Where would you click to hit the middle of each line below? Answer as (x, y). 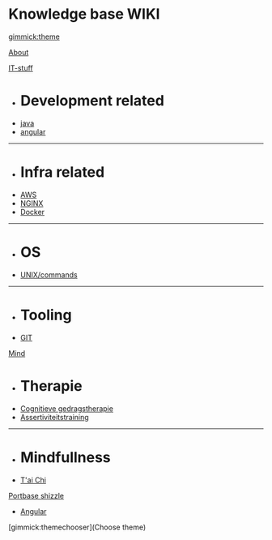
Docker (32, 212)
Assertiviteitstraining (54, 417)
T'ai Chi (33, 480)
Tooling (46, 315)
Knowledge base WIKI (84, 14)
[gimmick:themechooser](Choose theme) (77, 527)
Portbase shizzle (36, 495)
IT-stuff (21, 68)
